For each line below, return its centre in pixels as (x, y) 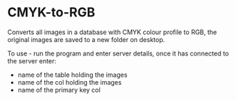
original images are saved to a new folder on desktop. (86, 39)
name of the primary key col (59, 90)
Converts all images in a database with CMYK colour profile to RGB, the (112, 32)
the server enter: (32, 60)
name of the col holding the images (70, 82)
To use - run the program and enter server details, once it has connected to (118, 53)
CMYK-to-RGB (51, 12)
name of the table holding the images (72, 75)
